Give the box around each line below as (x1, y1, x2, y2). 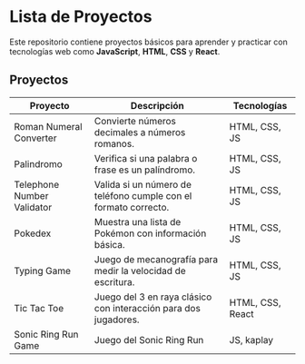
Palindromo (14, 157, 64, 170)
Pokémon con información (93, 227, 207, 240)
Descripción (130, 99, 184, 112)
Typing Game (14, 264, 71, 277)
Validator (14, 201, 53, 213)
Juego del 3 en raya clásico (93, 290, 212, 303)
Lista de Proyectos (9, 6, 152, 27)
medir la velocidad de (93, 264, 186, 277)
